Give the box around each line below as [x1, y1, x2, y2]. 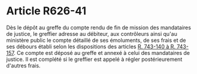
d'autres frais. [6, 61, 41, 69]
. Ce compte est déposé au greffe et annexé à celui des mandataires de [14, 49, 190, 56]
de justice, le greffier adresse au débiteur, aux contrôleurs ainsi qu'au [6, 30, 178, 37]
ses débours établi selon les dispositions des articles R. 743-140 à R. [6, 43, 175, 50]
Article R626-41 [6, 4, 87, 18]
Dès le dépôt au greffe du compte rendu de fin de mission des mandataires [6, 24, 192, 31]
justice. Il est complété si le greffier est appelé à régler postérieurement [6, 55, 183, 63]
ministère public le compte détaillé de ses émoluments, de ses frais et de [6, 36, 186, 44]
